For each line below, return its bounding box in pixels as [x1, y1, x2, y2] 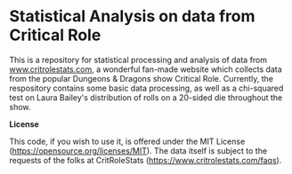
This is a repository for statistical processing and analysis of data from [9, 54, 268, 65]
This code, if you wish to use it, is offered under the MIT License [9, 136, 246, 146]
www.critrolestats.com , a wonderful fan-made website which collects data [9, 64, 282, 75]
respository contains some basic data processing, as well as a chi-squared [9, 83, 284, 93]
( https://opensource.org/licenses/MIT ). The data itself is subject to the [9, 145, 268, 156]
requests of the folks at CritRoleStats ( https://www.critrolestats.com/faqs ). [9, 154, 282, 165]
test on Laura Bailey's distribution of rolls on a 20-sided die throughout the [9, 91, 283, 103]
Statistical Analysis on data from [9, 6, 255, 27]
